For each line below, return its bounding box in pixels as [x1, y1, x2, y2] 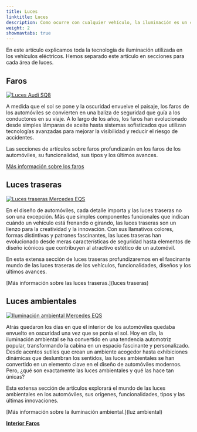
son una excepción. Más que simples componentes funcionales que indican [6, 213, 189, 220]
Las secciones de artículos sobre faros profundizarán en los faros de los [6, 145, 181, 152]
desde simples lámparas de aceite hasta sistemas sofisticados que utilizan [6, 121, 186, 128]
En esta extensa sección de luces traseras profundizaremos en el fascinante [6, 256, 191, 263]
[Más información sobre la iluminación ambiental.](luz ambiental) [6, 408, 163, 415]
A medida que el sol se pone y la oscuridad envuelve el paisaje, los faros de [6, 103, 189, 110]
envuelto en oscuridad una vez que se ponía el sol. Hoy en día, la [6, 329, 163, 336]
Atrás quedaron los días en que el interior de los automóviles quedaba [6, 323, 175, 330]
